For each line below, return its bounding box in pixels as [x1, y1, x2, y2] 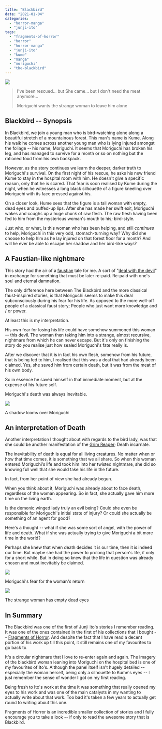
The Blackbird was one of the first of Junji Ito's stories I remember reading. [5, 624, 155, 630]
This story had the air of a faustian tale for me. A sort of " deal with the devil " [5, 268, 157, 273]
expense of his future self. [5, 382, 57, 388]
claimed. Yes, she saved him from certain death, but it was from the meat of [5, 362, 156, 368]
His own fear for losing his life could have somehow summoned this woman [5, 326, 156, 333]
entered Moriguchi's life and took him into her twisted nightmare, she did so [5, 461, 156, 467]
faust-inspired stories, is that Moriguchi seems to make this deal [5, 292, 133, 298]
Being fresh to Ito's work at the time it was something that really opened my [5, 684, 156, 690]
